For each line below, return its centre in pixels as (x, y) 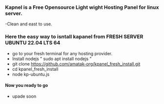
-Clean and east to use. (29, 24)
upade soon (24, 96)
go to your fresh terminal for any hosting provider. (62, 53)
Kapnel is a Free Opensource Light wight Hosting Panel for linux (82, 7)
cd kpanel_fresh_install (35, 69)
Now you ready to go (27, 85)
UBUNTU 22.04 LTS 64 (33, 43)
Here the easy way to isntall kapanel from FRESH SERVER (74, 37)
